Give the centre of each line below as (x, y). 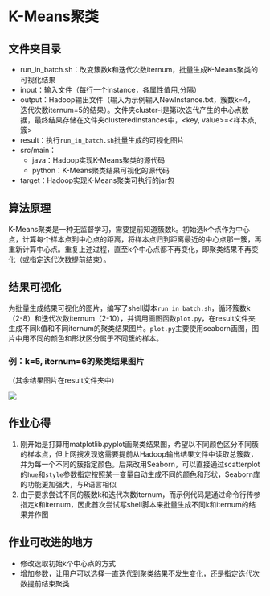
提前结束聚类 (48, 583)
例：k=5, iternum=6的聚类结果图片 (76, 361)
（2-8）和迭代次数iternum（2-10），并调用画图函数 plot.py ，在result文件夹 (132, 318)
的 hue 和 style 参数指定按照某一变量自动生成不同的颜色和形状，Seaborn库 (140, 474)
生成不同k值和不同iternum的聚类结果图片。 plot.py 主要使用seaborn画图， (130, 328)
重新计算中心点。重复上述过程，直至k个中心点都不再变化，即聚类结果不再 (130, 249)
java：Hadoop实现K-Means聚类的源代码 (98, 160)
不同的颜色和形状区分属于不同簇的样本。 (96, 338)
